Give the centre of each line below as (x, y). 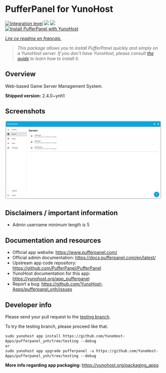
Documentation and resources (53, 240)
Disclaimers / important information (61, 213)
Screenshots (25, 111)
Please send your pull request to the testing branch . (58, 316)
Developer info (28, 305)
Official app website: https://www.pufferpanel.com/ (65, 252)
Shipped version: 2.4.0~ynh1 (35, 96)
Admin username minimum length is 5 (51, 225)
